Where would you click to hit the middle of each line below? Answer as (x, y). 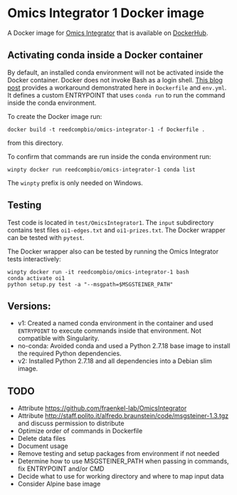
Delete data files (42, 439)
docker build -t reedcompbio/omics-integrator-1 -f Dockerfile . (106, 130)
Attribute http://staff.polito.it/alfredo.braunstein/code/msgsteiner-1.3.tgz (123, 416)
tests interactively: (35, 259)
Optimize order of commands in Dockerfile (80, 431)
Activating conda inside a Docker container (105, 55)
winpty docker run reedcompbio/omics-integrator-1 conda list (101, 170)
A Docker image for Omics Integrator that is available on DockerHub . (108, 33)
